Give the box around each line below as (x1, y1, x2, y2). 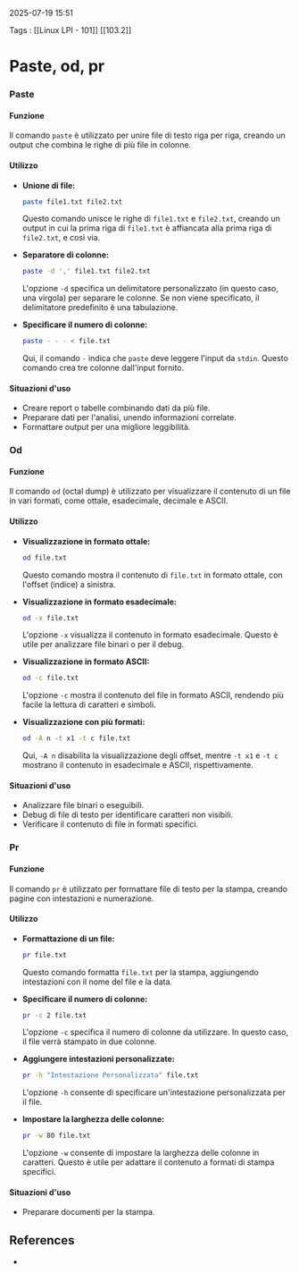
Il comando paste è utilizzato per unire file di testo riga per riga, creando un (9, 130, 286, 141)
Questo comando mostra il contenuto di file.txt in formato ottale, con (21, 569, 283, 580)
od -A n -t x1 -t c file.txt (21, 734, 131, 743)
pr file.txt (21, 950, 67, 959)
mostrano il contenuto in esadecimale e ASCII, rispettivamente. (21, 760, 254, 771)
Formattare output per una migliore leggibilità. (21, 422, 191, 433)
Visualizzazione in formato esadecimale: (21, 596, 177, 607)
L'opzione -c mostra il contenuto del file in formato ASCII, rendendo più (21, 690, 284, 701)
